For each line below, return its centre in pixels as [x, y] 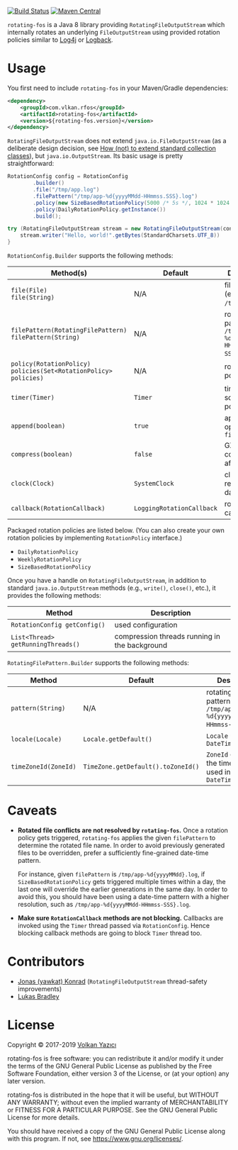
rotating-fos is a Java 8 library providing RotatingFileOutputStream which [116, 24]
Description [171, 613]
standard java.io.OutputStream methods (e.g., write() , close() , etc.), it [112, 588]
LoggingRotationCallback [176, 508]
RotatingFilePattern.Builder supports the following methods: [98, 663]
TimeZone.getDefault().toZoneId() [141, 767]
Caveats [32, 811]
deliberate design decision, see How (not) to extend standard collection [112, 148]
